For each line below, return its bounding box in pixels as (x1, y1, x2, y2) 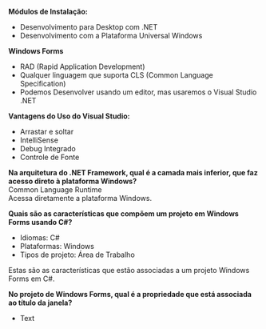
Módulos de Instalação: (8, 7, 88, 16)
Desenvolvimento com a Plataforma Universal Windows (19, 31, 203, 40)
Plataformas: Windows (19, 242, 94, 251)
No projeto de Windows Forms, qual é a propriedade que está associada (8, 290, 252, 299)
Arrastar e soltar (19, 127, 74, 136)
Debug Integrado (19, 144, 76, 153)
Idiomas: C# (19, 233, 60, 243)
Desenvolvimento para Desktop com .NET (19, 22, 158, 31)
